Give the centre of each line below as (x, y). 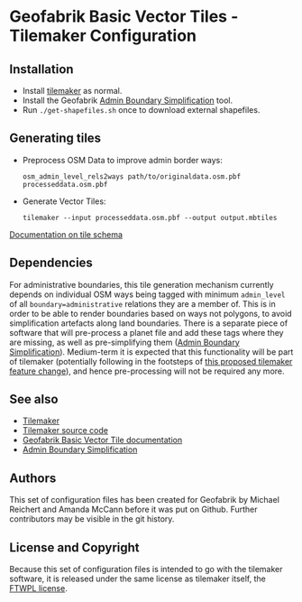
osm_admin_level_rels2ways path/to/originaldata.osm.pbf (132, 176)
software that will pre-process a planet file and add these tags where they (146, 332)
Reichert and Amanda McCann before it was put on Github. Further (134, 509)
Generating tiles (55, 139)
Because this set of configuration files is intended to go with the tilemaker (146, 570)
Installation (41, 69)
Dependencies (51, 263)
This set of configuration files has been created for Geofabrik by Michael (144, 500)
